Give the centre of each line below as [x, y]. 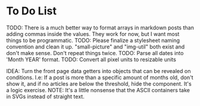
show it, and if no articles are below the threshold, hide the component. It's [99, 84]
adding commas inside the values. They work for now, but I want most [93, 34]
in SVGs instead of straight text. [45, 96]
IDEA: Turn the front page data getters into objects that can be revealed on [98, 71]
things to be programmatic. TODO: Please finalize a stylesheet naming [93, 40]
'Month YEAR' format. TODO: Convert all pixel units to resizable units [91, 59]
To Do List [32, 11]
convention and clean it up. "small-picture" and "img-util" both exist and [95, 47]
